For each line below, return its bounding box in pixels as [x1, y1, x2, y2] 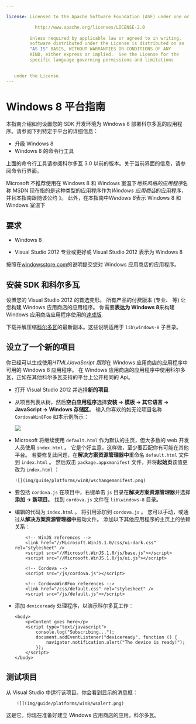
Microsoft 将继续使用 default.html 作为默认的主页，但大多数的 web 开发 [14, 436, 189, 443]
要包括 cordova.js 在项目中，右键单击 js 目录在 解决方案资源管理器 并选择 [14, 489, 191, 496]
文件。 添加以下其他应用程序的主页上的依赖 [86, 515, 191, 522]
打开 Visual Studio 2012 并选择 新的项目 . [14, 386, 110, 393]
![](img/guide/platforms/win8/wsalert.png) [16, 701, 125, 706]
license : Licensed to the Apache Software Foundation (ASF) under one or [6, 13, 190, 19]
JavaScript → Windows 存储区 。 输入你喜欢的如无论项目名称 [14, 405, 163, 413]
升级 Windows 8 [14, 140, 54, 147]
